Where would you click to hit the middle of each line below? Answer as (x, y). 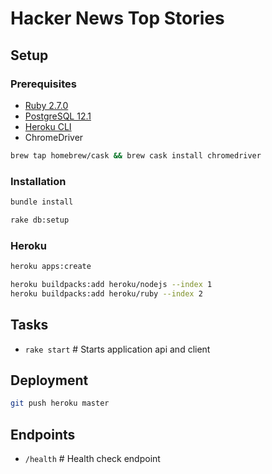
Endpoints (43, 434)
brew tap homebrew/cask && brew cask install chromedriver (136, 155)
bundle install (42, 202)
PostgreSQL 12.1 (58, 116)
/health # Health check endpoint (92, 459)
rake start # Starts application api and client (117, 349)
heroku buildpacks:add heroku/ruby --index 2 (106, 293)
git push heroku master (60, 403)
